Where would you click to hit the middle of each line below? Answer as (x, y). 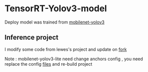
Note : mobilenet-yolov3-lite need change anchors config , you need (74, 59)
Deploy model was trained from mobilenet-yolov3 (55, 22)
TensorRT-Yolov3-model (56, 9)
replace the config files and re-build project (49, 64)
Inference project (32, 37)
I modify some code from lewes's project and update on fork (66, 49)
